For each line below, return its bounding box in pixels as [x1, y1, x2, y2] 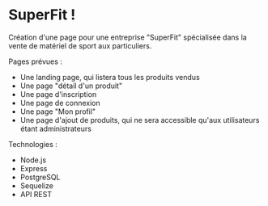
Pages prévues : [8, 57, 63, 66]
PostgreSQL [19, 172, 61, 182]
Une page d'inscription [19, 89, 97, 99]
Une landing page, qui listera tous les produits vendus [19, 72, 200, 82]
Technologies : [8, 139, 58, 149]
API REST [19, 189, 53, 199]
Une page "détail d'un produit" [19, 81, 123, 90]
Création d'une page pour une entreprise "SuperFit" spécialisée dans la [8, 32, 247, 42]
